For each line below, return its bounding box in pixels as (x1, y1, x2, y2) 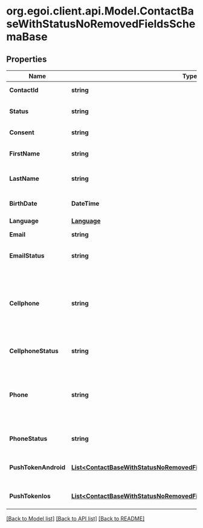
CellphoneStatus (9, 347, 59, 355)
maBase (6, 30, 48, 44)
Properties (6, 54, 47, 64)
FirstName (9, 149, 40, 158)
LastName (9, 174, 39, 183)
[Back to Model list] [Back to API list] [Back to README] (6, 515, 145, 522)
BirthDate (9, 200, 37, 207)
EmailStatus (9, 252, 45, 259)
